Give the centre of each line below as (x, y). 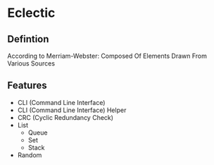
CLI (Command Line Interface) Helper (72, 110)
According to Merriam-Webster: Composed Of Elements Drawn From (107, 56)
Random (30, 155)
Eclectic (31, 13)
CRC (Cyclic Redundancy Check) (65, 117)
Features (27, 86)
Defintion (28, 39)
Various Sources (31, 63)
